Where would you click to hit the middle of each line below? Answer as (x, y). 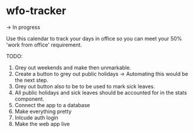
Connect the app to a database (52, 105)
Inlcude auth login (37, 117)
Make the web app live (42, 124)
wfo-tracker (36, 11)
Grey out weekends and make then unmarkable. (73, 67)
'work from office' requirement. (44, 45)
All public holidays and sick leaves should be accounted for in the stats (101, 92)
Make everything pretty (43, 111)
